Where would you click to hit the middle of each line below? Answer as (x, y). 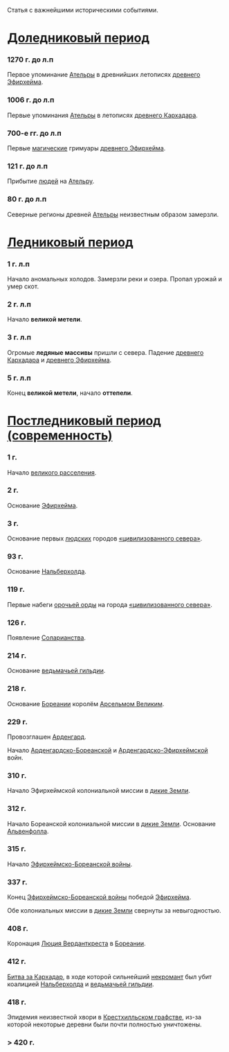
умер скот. (23, 286)
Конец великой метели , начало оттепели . (70, 393)
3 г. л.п (19, 337)
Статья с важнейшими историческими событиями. (83, 10)
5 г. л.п (19, 378)
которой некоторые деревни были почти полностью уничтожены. (104, 1024)
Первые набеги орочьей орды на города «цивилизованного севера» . (110, 604)
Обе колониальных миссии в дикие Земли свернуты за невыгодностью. (114, 911)
